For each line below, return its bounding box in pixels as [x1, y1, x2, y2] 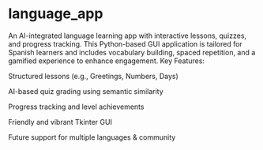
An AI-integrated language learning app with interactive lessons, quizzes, [8, 31, 247, 40]
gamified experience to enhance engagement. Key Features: [8, 56, 205, 66]
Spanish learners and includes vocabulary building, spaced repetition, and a [8, 47, 256, 57]
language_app [8, 5, 103, 23]
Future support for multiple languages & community [8, 132, 176, 142]
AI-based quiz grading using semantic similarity [8, 86, 163, 96]
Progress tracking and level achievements [8, 102, 145, 111]
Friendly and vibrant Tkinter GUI [8, 117, 113, 126]
